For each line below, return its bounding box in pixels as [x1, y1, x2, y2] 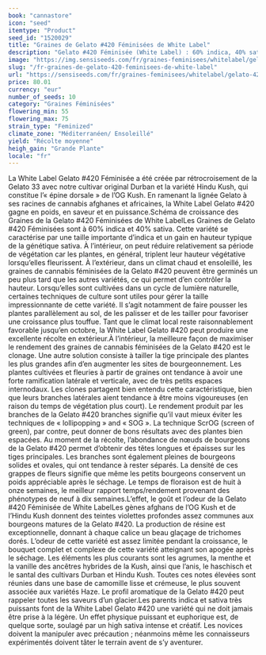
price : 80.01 [8, 78, 51, 86]
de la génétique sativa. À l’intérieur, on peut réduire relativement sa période [8, 241, 254, 251]
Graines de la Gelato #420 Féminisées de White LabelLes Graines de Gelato [8, 216, 256, 225]
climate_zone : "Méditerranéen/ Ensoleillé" [8, 129, 154, 137]
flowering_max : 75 [8, 115, 69, 123]
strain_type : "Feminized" [8, 122, 93, 130]
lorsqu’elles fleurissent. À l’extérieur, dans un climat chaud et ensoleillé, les [8, 258, 253, 268]
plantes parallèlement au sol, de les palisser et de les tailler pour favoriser [8, 309, 249, 318]
